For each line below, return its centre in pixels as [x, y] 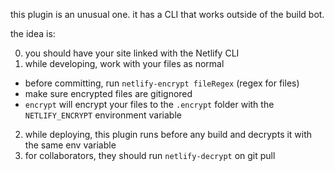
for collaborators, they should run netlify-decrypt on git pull [150, 155]
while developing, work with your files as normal [124, 63]
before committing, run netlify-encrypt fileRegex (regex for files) [162, 83]
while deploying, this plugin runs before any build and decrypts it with [168, 134]
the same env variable [70, 145]
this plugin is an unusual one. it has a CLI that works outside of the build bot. [167, 14]
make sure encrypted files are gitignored [108, 93]
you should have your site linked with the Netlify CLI [132, 53]
